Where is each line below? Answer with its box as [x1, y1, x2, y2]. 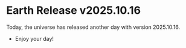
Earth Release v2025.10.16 [6, 4, 141, 17]
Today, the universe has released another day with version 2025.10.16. [6, 23, 180, 31]
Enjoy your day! [14, 35, 54, 42]
